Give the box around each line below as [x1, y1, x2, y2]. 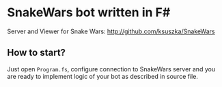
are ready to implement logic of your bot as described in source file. [7, 72, 198, 80]
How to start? [7, 47, 66, 58]
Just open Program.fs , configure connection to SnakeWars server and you [7, 65, 216, 73]
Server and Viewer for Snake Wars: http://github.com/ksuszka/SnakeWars [7, 27, 215, 35]
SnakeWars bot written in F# [7, 5, 171, 20]
